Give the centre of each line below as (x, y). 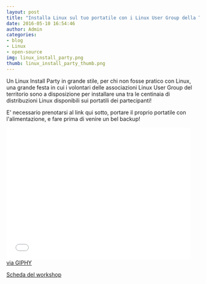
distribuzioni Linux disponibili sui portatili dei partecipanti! (79, 100)
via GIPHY (19, 263)
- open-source (25, 52)
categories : (21, 35)
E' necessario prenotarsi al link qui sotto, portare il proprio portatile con (96, 112)
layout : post (23, 12)
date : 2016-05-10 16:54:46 (41, 23)
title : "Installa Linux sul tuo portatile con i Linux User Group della (101, 18)
